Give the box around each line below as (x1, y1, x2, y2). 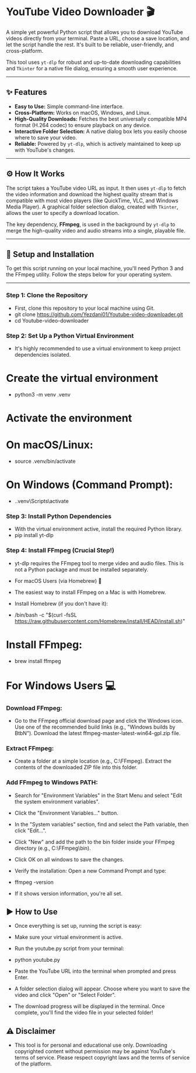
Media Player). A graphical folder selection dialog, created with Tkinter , (6, 203, 179, 210)
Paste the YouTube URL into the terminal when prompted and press (14, 968, 176, 975)
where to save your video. (14, 134, 78, 141)
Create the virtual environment (6, 372, 159, 385)
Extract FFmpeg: (6, 744, 54, 752)
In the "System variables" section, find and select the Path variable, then (14, 821, 189, 828)
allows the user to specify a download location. (6, 209, 120, 216)
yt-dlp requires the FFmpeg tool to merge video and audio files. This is (14, 559, 184, 566)
